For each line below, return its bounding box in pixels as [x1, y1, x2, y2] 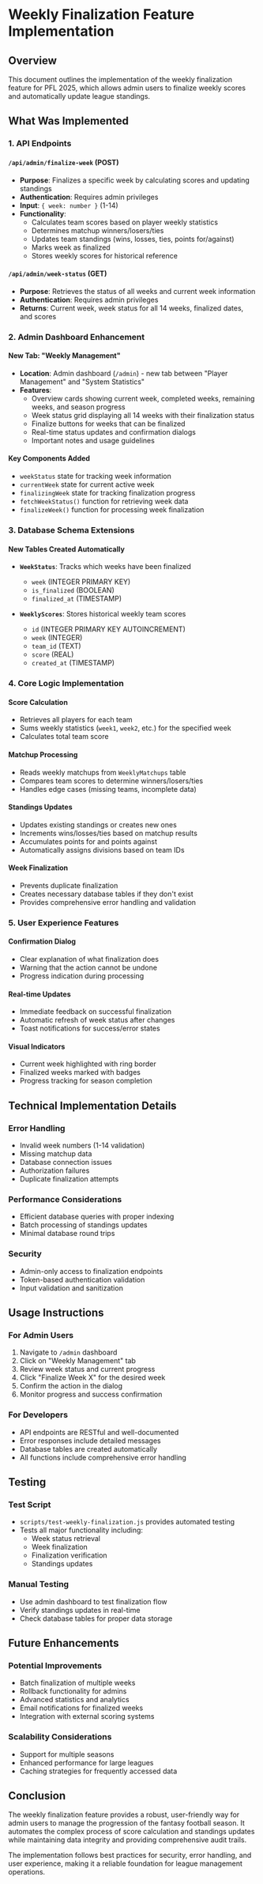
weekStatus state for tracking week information [19, 472, 171, 481]
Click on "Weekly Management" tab [19, 1356, 137, 1366]
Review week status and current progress [19, 1365, 156, 1374]
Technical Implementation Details [8, 1098, 177, 1112]
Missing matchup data [19, 1149, 92, 1159]
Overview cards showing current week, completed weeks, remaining [31, 394, 255, 403]
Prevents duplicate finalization [19, 880, 118, 890]
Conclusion [8, 1789, 66, 1803]
